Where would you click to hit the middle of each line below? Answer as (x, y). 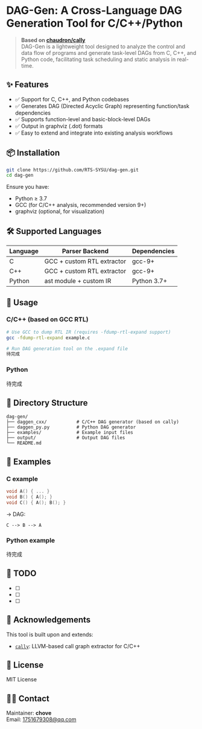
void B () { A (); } (29, 497)
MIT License (22, 680)
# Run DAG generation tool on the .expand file (67, 349)
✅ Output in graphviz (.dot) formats (59, 126)
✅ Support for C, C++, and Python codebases (72, 99)
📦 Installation (33, 153)
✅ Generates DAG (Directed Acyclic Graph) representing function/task (102, 106)
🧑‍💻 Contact (28, 699)
